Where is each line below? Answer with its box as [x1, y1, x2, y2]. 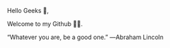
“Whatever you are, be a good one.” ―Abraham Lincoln [7, 33, 164, 41]
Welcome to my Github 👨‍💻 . [7, 20, 83, 27]
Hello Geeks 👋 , [7, 7, 49, 14]
